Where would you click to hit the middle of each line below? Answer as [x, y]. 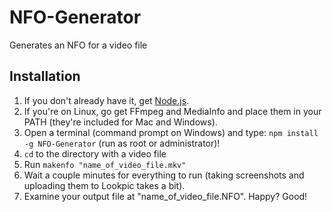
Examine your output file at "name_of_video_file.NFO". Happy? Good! [165, 196]
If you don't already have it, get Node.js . [106, 100]
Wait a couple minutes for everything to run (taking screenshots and [164, 175]
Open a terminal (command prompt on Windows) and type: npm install [171, 132]
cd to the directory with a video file [95, 153]
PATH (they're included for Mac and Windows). [120, 122]
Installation [45, 76]
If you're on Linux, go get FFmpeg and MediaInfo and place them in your [172, 111]
